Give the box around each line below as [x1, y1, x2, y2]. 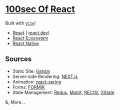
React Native [12, 40, 39, 46]
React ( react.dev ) [12, 29, 50, 35]
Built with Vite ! [5, 20, 36, 26]
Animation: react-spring [12, 78, 61, 84]
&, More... [5, 99, 25, 105]
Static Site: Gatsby [12, 68, 51, 74]
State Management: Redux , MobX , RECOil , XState [12, 89, 115, 95]
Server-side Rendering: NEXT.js [12, 73, 78, 79]
